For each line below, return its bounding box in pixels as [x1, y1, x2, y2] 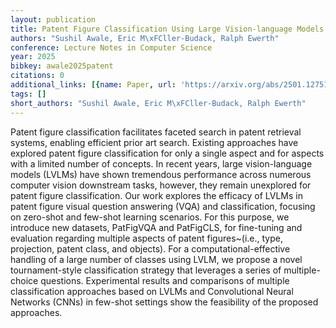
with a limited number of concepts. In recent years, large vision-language [10, 157, 313, 170]
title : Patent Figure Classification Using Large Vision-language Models [10, 24, 325, 34]
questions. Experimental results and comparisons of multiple [40, 274, 290, 286]
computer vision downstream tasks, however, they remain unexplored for [10, 179, 312, 191]
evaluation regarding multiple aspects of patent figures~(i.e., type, [10, 232, 283, 244]
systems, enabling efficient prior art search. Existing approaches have [10, 136, 299, 148]
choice [10, 274, 39, 286]
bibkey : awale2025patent [10, 61, 114, 71]
